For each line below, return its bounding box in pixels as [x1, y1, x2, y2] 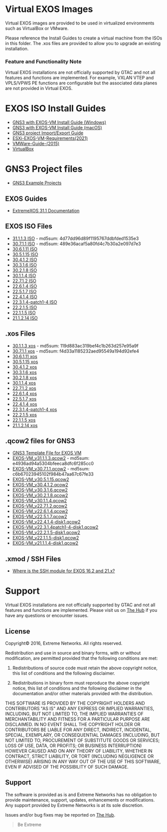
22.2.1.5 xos [12, 412, 37, 417]
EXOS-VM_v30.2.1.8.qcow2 [12, 492, 68, 498]
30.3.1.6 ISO [12, 262, 37, 268]
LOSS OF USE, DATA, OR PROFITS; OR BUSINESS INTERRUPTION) [5, 743, 142, 749]
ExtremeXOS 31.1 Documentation [12, 207, 80, 213]
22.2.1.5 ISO [12, 304, 37, 310]
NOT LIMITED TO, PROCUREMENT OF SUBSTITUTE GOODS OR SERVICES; [5, 737, 160, 743]
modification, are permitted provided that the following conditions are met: [5, 655, 158, 661]
